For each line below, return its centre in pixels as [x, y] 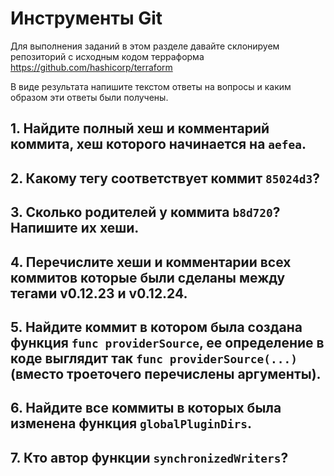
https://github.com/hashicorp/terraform [91, 67]
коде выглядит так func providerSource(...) [154, 358]
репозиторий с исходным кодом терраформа [107, 56]
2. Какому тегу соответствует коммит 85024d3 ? [165, 178]
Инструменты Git [86, 18]
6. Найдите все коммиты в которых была [146, 408]
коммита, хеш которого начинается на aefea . [158, 144]
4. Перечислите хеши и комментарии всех [151, 262]
